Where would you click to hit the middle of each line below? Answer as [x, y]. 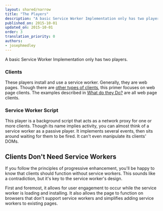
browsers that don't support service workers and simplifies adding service [80, 198]
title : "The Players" [27, 14]
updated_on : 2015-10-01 [29, 28]
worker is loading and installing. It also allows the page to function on [74, 193]
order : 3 [14, 32]
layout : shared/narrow [28, 9]
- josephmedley [20, 45]
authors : [14, 41]
